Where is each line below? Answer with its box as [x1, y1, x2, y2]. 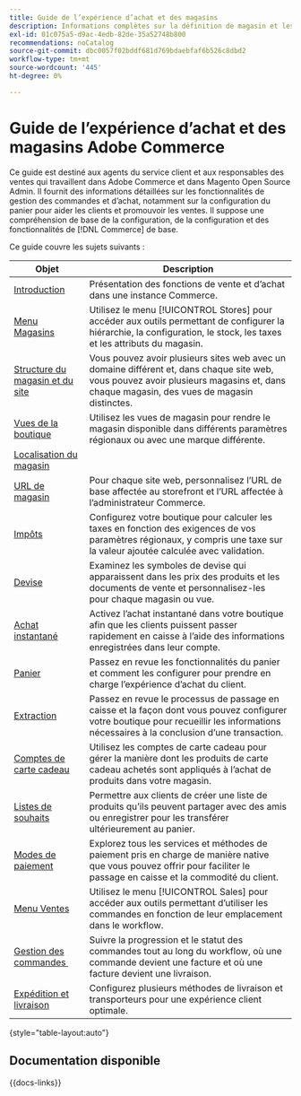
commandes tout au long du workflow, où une [89, 944, 282, 957]
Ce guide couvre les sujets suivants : [9, 241, 145, 252]
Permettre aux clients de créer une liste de [89, 788, 268, 801]
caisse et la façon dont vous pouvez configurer [89, 703, 288, 716]
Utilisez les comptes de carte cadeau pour [89, 741, 267, 753]
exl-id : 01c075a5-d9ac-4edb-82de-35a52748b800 [9, 30, 186, 39]
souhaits [13, 811, 50, 823]
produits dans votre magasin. [89, 774, 212, 787]
